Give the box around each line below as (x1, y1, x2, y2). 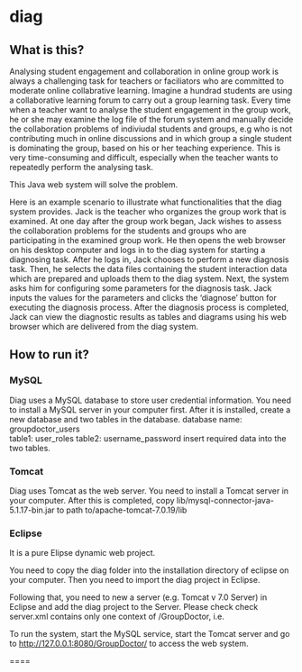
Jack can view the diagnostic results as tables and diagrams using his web (9, 312, 287, 322)
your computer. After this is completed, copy (9, 495, 175, 505)
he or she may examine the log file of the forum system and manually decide (9, 114, 294, 124)
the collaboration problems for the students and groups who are (9, 225, 247, 236)
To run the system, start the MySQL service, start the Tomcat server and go (9, 629, 290, 640)
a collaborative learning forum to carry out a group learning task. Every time (9, 95, 291, 105)
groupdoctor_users (9, 423, 80, 434)
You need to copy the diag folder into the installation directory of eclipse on (9, 565, 289, 576)
